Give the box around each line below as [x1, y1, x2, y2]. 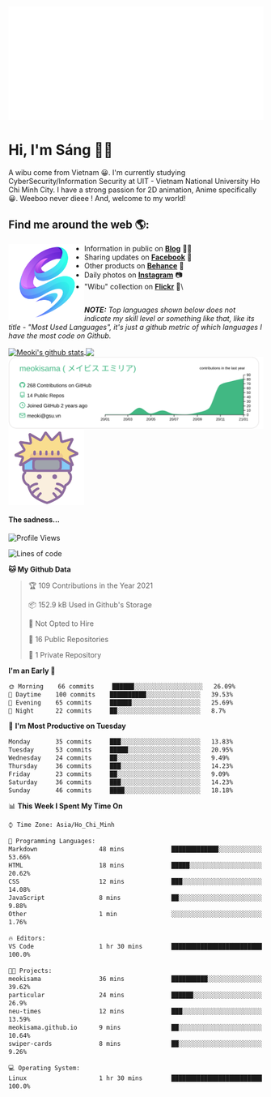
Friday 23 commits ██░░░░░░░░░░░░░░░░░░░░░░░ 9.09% [8, 769, 230, 778]
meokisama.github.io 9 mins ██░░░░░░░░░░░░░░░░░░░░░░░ [8, 1023, 263, 1031]
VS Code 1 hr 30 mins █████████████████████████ [8, 942, 263, 950]
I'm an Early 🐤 [8, 666, 56, 675]
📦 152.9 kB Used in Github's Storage [28, 599, 152, 610]
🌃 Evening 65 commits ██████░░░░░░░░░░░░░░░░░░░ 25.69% [8, 698, 233, 707]
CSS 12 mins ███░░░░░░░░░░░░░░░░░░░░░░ [8, 877, 263, 885]
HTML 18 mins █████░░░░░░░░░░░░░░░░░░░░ [8, 861, 263, 869]
